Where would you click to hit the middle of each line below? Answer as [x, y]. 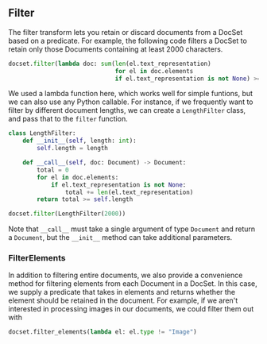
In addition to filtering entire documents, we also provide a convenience [126, 275]
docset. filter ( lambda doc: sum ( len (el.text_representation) [110, 64]
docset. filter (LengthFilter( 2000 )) [67, 214]
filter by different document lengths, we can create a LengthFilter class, [127, 110]
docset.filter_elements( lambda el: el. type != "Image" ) [103, 332]
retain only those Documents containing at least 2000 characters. [116, 49]
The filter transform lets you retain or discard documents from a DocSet [126, 32]
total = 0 [53, 170]
